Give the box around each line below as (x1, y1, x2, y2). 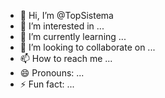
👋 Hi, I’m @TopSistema (19, 10, 114, 21)
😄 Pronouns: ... (19, 67, 85, 79)
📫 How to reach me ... (19, 53, 113, 64)
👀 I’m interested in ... (19, 20, 105, 32)
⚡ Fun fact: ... (19, 78, 75, 90)
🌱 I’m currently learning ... (19, 31, 127, 42)
